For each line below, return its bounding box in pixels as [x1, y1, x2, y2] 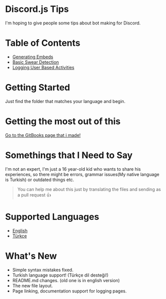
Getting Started [5, 82, 71, 93]
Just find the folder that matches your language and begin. [5, 98, 126, 104]
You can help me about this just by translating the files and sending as [17, 186, 161, 192]
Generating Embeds [12, 54, 54, 60]
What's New [5, 250, 57, 262]
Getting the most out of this [5, 116, 121, 127]
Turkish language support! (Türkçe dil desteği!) [12, 272, 109, 278]
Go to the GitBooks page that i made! [5, 132, 81, 138]
